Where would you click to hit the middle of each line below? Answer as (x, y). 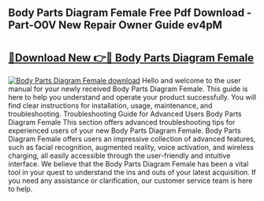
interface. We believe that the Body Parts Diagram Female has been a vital (128, 164)
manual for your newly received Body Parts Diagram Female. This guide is (128, 89)
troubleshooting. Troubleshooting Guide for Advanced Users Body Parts (125, 114)
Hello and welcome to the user (191, 80)
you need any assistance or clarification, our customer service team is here (130, 181)
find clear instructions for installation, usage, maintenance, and (110, 106)
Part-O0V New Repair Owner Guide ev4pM (115, 26)
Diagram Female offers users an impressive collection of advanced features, (132, 139)
